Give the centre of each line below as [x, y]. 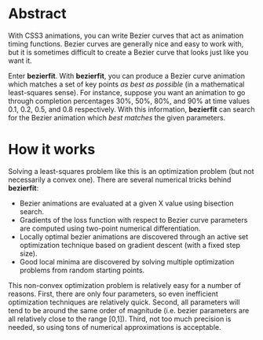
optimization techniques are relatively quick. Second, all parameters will [124, 302]
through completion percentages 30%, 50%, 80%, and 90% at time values [129, 101]
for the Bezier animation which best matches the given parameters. [117, 117]
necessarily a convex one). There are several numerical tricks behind [120, 179]
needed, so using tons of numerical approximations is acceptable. [115, 327]
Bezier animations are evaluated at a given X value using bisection [126, 203]
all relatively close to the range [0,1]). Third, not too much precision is [120, 319]
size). [28, 253]
